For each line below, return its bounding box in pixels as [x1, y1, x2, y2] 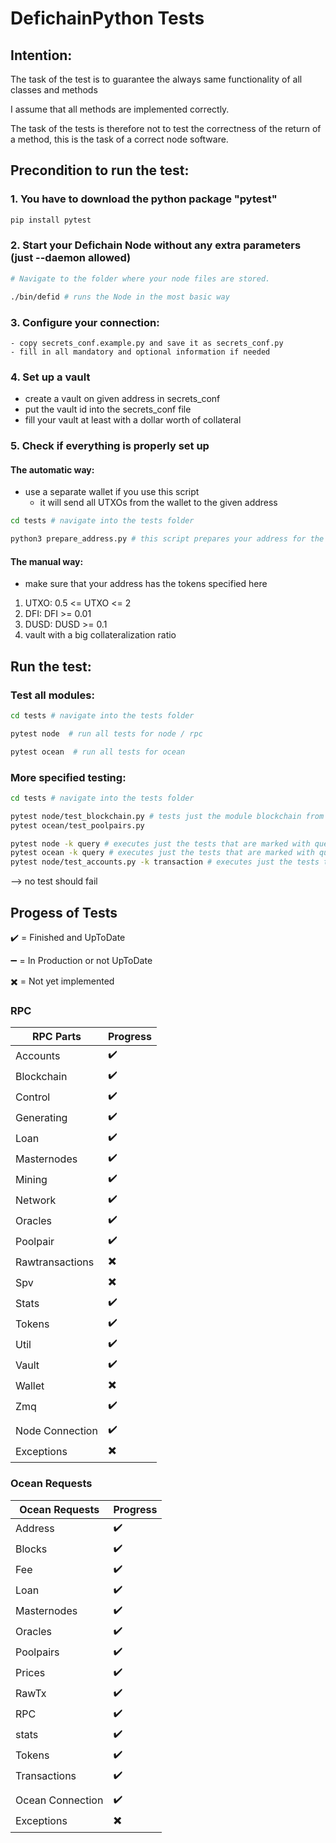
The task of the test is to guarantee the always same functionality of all [10, 73, 303, 85]
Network [15, 1193, 57, 1207]
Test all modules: [10, 688, 95, 702]
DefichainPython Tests [10, 7, 205, 30]
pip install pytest [10, 215, 92, 225]
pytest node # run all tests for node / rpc [10, 728, 203, 739]
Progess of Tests [10, 904, 118, 921]
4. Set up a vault [10, 370, 91, 384]
